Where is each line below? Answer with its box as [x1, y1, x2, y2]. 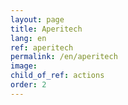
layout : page [10, 14, 65, 25]
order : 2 [10, 80, 47, 90]
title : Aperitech [10, 24, 83, 34]
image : [10, 61, 38, 71]
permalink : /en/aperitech [10, 52, 118, 62]
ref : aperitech [10, 42, 74, 53]
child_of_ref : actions [10, 71, 105, 81]
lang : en [10, 33, 47, 43]
